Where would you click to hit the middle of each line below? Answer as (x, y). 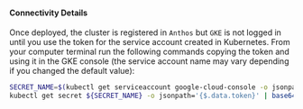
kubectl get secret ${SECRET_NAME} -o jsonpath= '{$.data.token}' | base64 (153, 96)
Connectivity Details (49, 13)
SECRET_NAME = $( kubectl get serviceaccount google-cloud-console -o (139, 87)
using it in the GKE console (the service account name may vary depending (149, 61)
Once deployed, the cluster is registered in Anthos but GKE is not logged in (146, 32)
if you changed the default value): (72, 71)
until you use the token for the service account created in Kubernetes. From (150, 42)
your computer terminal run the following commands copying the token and (150, 52)
